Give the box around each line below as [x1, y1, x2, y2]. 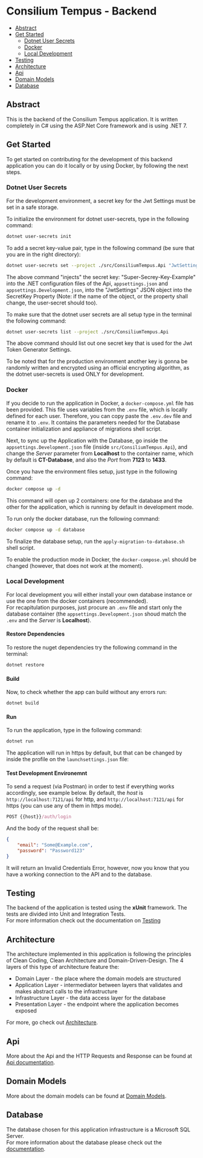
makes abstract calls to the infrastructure [14, 988, 118, 995]
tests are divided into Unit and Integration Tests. [6, 910, 126, 918]
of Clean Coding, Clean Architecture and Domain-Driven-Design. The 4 [6, 957, 184, 964]
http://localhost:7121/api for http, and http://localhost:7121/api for [6, 796, 184, 803]
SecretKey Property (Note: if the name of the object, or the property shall [6, 292, 188, 300]
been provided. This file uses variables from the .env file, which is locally [6, 406, 188, 413]
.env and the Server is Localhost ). [6, 616, 92, 623]
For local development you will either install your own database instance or [6, 591, 192, 598]
